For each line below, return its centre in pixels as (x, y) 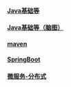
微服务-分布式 (27, 76)
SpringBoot (24, 59)
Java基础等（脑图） (35, 28)
